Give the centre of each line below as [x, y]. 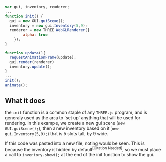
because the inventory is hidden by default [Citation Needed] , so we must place [83, 149]
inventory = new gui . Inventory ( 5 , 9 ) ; [49, 26]
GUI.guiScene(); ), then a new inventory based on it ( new [62, 128]
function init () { [24, 16]
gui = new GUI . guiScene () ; [37, 21]
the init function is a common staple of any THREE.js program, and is [76, 112]
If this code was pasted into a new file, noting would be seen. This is [75, 143]
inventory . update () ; [31, 67]
